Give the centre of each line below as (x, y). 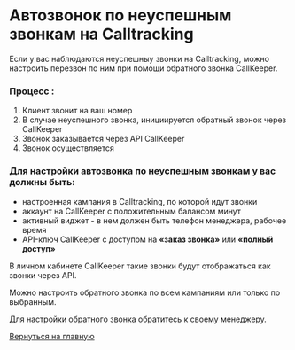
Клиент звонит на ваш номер (77, 111)
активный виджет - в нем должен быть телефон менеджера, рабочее (154, 220)
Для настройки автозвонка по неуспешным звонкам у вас (143, 171)
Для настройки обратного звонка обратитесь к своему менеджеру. (138, 319)
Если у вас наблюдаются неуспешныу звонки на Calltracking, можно (140, 58)
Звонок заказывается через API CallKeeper (103, 139)
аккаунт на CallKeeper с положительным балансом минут (132, 211)
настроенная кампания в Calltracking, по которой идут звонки (140, 201)
